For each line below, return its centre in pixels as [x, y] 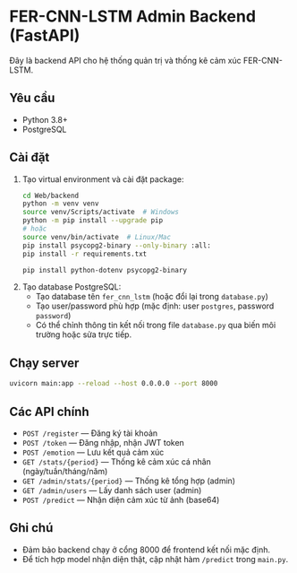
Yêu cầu [32, 98]
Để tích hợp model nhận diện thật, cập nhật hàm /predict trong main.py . [155, 559]
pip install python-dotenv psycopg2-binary [105, 270]
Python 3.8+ [45, 119]
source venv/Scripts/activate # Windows [100, 213]
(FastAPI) [45, 35]
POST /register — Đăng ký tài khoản [90, 433]
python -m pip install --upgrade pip [93, 221]
